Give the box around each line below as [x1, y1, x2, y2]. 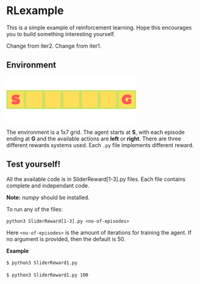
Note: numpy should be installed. [6, 194, 90, 201]
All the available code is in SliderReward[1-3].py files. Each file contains [6, 175, 186, 183]
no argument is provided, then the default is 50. [6, 235, 126, 242]
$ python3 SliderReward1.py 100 [6, 272, 88, 278]
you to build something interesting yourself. [6, 30, 115, 37]
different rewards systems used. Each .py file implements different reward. [6, 141, 194, 148]
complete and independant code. [6, 181, 90, 189]
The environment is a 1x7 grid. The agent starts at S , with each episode [6, 128, 185, 136]
